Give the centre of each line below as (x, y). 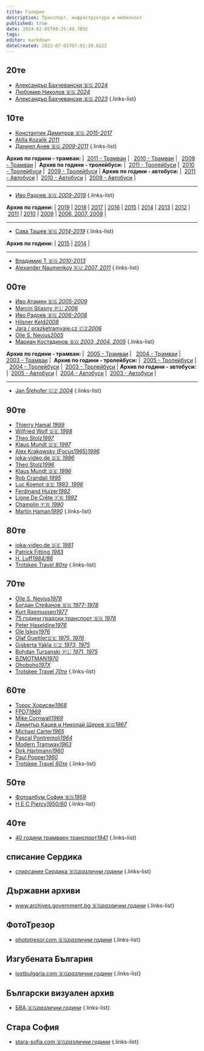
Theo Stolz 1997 (35, 438)
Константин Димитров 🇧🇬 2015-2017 (63, 133)
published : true (27, 23)
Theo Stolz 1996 (35, 464)
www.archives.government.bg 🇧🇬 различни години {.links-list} (95, 905)
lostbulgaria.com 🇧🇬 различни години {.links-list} (78, 974)
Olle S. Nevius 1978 (39, 598)
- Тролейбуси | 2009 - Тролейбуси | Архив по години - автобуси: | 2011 (101, 171)
